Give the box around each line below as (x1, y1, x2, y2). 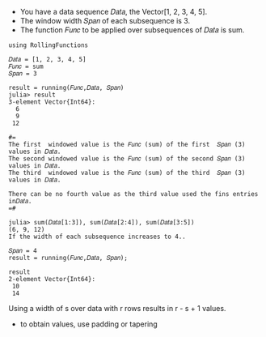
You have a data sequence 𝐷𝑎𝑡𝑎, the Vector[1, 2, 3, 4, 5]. (19, 7, 208, 16)
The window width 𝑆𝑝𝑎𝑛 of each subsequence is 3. (19, 16, 191, 25)
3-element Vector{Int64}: (8, 98, 95, 106)
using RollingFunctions (8, 41, 89, 49)
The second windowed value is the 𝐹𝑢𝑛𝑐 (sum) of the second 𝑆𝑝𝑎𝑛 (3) (8, 155, 246, 163)
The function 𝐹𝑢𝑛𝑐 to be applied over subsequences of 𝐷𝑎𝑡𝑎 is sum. (19, 25, 245, 35)
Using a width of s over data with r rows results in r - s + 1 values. (8, 304, 226, 313)
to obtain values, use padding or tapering (19, 319, 158, 329)
